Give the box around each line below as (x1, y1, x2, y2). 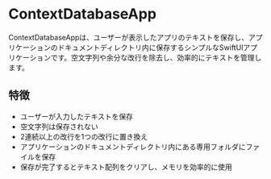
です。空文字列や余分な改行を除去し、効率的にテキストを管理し (50, 52, 262, 62)
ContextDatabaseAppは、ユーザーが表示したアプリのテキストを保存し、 (8, 32, 248, 42)
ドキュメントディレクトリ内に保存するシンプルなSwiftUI (57, 42, 244, 52)
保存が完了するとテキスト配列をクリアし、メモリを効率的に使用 (19, 162, 232, 172)
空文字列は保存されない (19, 122, 98, 131)
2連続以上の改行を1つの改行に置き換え (19, 131, 148, 141)
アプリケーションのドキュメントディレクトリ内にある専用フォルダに (19, 142, 246, 152)
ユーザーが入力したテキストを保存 (19, 111, 134, 121)
